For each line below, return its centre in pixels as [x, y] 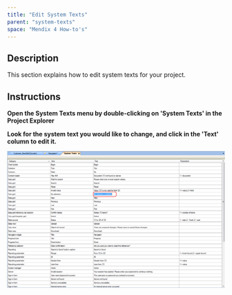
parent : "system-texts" [41, 22]
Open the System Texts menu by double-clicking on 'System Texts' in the [115, 113]
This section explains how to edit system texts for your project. [97, 75]
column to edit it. [32, 141]
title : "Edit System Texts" [48, 15]
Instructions [34, 97]
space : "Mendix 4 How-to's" [48, 29]
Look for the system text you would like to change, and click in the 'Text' [113, 134]
